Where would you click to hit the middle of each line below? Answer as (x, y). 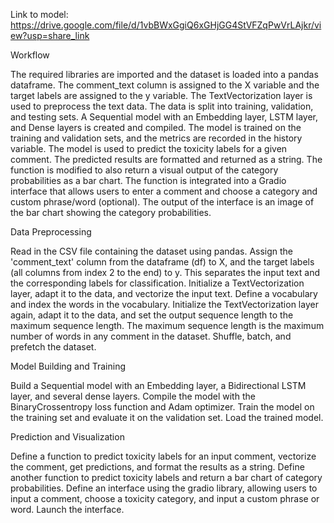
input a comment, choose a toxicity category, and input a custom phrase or (165, 498)
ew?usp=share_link (50, 35)
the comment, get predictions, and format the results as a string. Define (157, 467)
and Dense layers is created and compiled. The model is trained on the (156, 127)
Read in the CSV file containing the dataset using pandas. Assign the (152, 251)
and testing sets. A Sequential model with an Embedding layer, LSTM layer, (164, 117)
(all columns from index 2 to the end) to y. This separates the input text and (165, 272)
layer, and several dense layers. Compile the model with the (133, 396)
